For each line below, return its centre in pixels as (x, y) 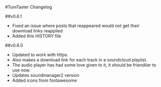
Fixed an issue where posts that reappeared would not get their (76, 26)
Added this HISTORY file (37, 36)
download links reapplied (37, 31)
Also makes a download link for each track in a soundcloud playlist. (80, 60)
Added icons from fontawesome (44, 80)
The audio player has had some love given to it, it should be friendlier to (84, 65)
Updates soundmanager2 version (46, 75)
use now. (21, 70)
